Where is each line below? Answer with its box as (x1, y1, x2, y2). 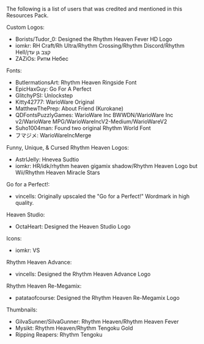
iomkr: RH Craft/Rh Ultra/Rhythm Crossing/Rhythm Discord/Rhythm (15, 42, 185, 49)
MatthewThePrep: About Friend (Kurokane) (15, 105, 124, 112)
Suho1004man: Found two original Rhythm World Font (15, 124, 151, 131)
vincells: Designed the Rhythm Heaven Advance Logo (15, 270, 151, 278)
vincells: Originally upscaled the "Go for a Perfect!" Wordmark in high (15, 193, 190, 200)
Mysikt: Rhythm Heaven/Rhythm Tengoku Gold (15, 324, 133, 332)
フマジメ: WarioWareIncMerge (15, 132, 92, 139)
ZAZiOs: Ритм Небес (15, 55, 69, 62)
